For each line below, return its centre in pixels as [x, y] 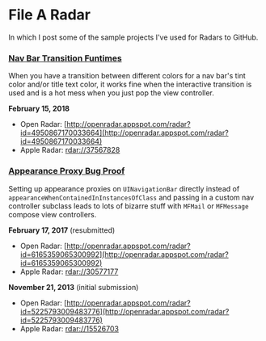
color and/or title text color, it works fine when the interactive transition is [130, 84]
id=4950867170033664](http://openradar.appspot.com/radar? [124, 133]
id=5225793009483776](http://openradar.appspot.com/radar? [125, 311]
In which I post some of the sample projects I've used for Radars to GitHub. [133, 37]
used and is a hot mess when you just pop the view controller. [111, 93]
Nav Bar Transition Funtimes [65, 58]
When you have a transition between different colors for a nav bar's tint [127, 76]
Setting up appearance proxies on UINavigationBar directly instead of [124, 188]
